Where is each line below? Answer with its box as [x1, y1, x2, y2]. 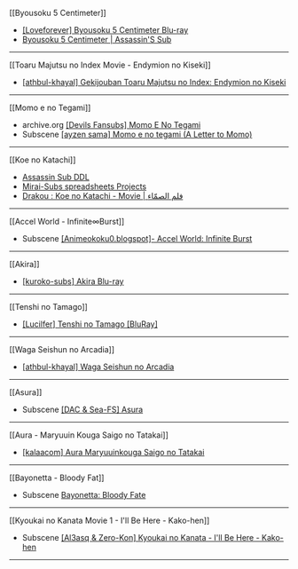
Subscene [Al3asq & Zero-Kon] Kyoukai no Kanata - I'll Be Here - [21, 533, 260, 542]
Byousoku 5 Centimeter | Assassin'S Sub [21, 35, 172, 44]
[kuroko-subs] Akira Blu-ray [21, 276, 124, 287]
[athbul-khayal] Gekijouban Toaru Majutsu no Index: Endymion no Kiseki [21, 77, 286, 87]
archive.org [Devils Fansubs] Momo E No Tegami [21, 120, 201, 130]
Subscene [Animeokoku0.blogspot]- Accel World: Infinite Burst [21, 233, 253, 243]
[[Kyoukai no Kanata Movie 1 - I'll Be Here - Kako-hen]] [9, 515, 210, 526]
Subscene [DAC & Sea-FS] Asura [21, 404, 144, 415]
